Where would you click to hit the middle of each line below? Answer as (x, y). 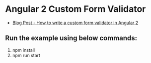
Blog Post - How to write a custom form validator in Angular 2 (75, 23)
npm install (24, 50)
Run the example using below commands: (71, 38)
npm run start (26, 55)
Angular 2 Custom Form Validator (75, 9)
